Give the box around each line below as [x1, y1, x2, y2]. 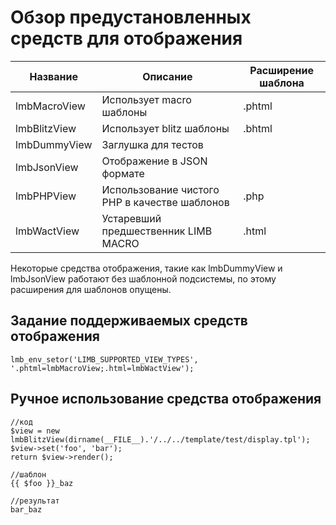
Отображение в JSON [101, 154, 208, 168]
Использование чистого [101, 182, 220, 196]
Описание [142, 69, 193, 83]
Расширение [249, 63, 314, 77]
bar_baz [10, 504, 43, 515]
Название [29, 69, 79, 83]
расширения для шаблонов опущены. [10, 283, 172, 295]
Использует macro [101, 92, 192, 106]
